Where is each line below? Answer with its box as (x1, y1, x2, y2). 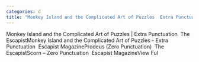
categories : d (6, 8, 41, 15)
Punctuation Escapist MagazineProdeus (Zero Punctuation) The (6, 43, 165, 50)
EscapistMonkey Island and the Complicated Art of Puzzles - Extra (6, 37, 169, 44)
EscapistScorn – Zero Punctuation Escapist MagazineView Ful (6, 49, 159, 56)
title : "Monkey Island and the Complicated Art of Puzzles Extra (6, 14, 174, 20)
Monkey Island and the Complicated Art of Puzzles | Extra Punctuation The (6, 30, 191, 37)
